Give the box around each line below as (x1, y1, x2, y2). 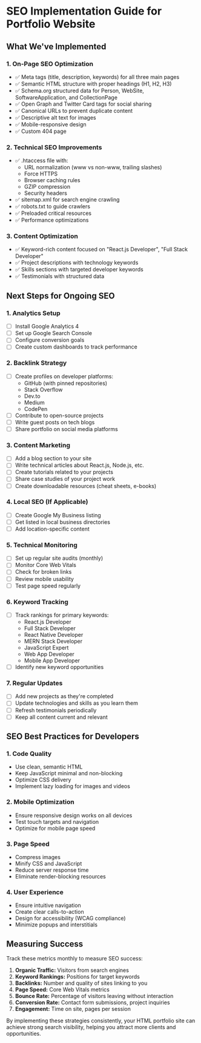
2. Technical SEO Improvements (6, 143, 102, 151)
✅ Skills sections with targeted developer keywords (15, 266, 143, 273)
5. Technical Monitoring (6, 540, 77, 549)
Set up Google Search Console (15, 330, 93, 337)
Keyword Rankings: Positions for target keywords (15, 973, 140, 980)
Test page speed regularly (15, 582, 81, 589)
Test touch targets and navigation (15, 818, 99, 825)
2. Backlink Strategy (6, 359, 67, 367)
